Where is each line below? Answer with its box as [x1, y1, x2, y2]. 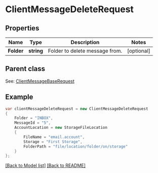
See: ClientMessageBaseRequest [5, 78, 75, 84]
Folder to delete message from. [48, 47, 123, 54]
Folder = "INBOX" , [14, 116, 53, 121]
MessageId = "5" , [14, 120, 51, 125]
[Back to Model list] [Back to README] [5, 162, 86, 168]
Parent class [5, 64, 46, 73]
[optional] [127, 47, 150, 54]
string [28, 47, 44, 54]
